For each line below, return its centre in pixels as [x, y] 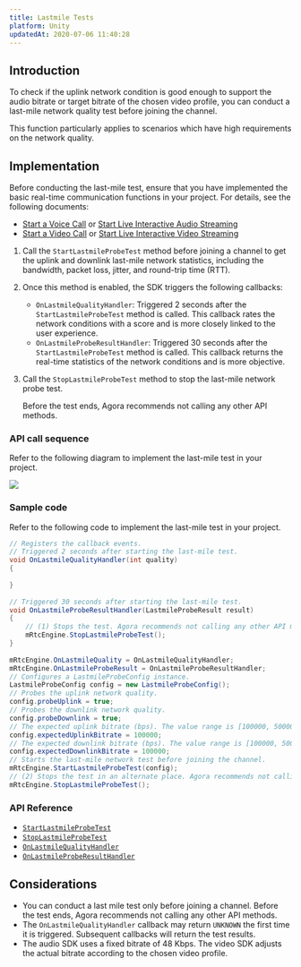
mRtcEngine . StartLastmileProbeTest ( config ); [94, 768]
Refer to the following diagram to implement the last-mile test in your [136, 458]
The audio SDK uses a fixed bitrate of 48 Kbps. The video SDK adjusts [152, 943]
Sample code [39, 508]
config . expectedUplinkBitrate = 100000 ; [86, 735]
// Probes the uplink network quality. [84, 693]
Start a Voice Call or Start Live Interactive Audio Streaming [130, 224]
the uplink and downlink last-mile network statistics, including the [143, 260]
